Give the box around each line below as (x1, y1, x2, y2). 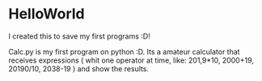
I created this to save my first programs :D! (8, 31, 151, 41)
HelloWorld (8, 5, 85, 23)
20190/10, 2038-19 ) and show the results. (8, 63, 150, 73)
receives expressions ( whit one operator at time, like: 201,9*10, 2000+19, (8, 55, 255, 65)
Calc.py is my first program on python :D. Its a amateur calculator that (8, 47, 240, 56)
